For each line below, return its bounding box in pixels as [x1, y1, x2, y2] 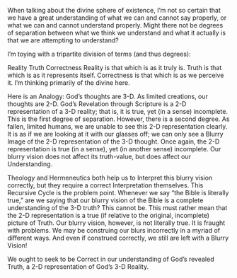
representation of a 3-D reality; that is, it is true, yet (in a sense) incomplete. [7, 108, 229, 115]
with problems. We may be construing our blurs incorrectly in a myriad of [7, 226, 221, 234]
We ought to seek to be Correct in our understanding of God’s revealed [7, 255, 214, 263]
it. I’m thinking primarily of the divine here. [7, 79, 130, 87]
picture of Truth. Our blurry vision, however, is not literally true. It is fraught [7, 219, 226, 227]
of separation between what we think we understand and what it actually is [7, 28, 226, 37]
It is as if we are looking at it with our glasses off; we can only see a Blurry [7, 130, 224, 138]
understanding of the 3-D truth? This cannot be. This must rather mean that [7, 204, 228, 212]
